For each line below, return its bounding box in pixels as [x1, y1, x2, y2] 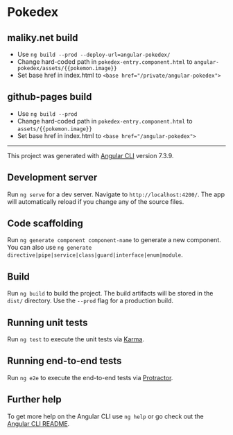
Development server [7, 171, 98, 184]
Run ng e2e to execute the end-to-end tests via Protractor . [7, 373, 173, 382]
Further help [7, 393, 62, 406]
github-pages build [7, 91, 92, 103]
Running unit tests [7, 316, 88, 328]
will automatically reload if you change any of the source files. [7, 197, 184, 205]
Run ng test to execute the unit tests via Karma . [7, 335, 144, 343]
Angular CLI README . [7, 419, 70, 427]
